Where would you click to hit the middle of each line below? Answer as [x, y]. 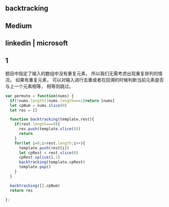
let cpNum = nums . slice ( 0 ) [38, 105]
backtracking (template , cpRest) [52, 162]
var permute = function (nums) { [39, 96]
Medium [19, 26]
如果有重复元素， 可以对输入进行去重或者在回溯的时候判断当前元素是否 [89, 80]
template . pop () [35, 167]
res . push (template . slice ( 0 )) [50, 129]
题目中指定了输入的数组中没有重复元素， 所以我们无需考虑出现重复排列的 [82, 73]
